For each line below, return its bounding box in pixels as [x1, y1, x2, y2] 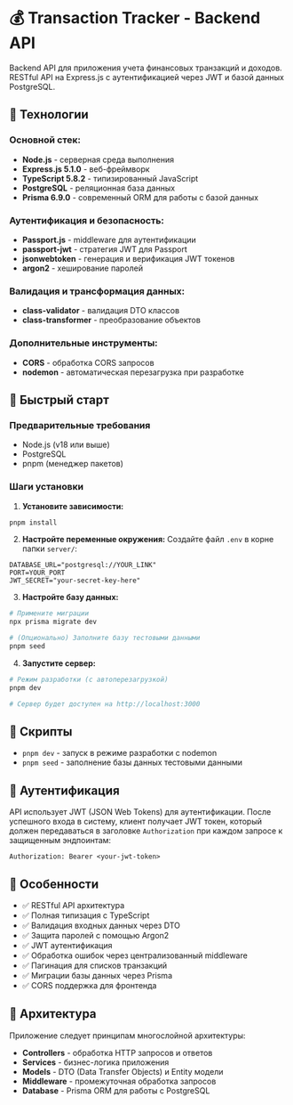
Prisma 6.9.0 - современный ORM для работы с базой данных [21, 191, 259, 202]
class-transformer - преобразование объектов [21, 314, 202, 326]
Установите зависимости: [21, 500, 124, 511]
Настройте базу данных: [21, 592, 119, 603]
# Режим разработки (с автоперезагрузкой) [9, 675, 169, 684]
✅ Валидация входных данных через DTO [21, 920, 180, 930]
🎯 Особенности [9, 876, 99, 891]
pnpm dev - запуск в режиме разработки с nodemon [21, 748, 218, 759]
